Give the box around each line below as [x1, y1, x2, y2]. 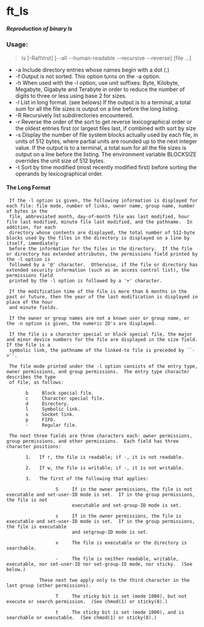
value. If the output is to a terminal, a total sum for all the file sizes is [15, 144, 187, 151]
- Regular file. [25, 422, 78, 428]
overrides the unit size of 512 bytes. [15, 157, 106, 164]
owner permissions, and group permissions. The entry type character [6, 369, 190, 375]
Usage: [6, 40, 29, 49]
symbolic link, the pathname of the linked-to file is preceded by [9, 347, 184, 353]
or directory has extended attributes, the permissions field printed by [6, 251, 199, 257]
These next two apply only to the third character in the [38, 577, 190, 583]
